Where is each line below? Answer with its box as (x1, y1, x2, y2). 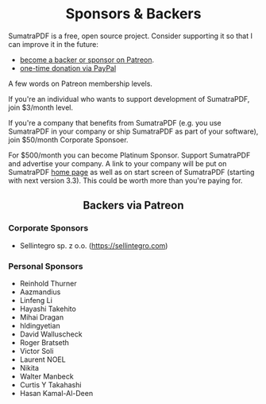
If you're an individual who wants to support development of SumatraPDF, (8, 94, 250, 103)
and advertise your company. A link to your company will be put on (8, 158, 227, 168)
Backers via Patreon (83, 199, 184, 212)
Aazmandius (19, 287, 61, 297)
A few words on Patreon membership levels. (8, 79, 153, 88)
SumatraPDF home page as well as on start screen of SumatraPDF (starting (8, 167, 255, 177)
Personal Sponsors (8, 260, 83, 271)
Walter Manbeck (19, 371, 74, 381)
